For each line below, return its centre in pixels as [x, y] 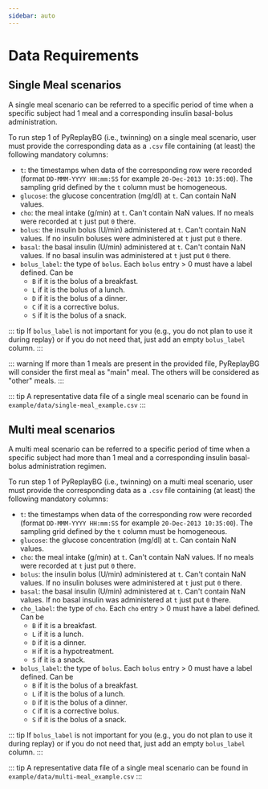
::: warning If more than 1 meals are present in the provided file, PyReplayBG [134, 364]
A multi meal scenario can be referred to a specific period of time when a [129, 449]
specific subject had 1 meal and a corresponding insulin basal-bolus [121, 113]
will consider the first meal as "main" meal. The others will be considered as [134, 372]
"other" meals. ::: [36, 380]
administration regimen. [67, 466]
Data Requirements [73, 55]
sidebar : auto [32, 16]
